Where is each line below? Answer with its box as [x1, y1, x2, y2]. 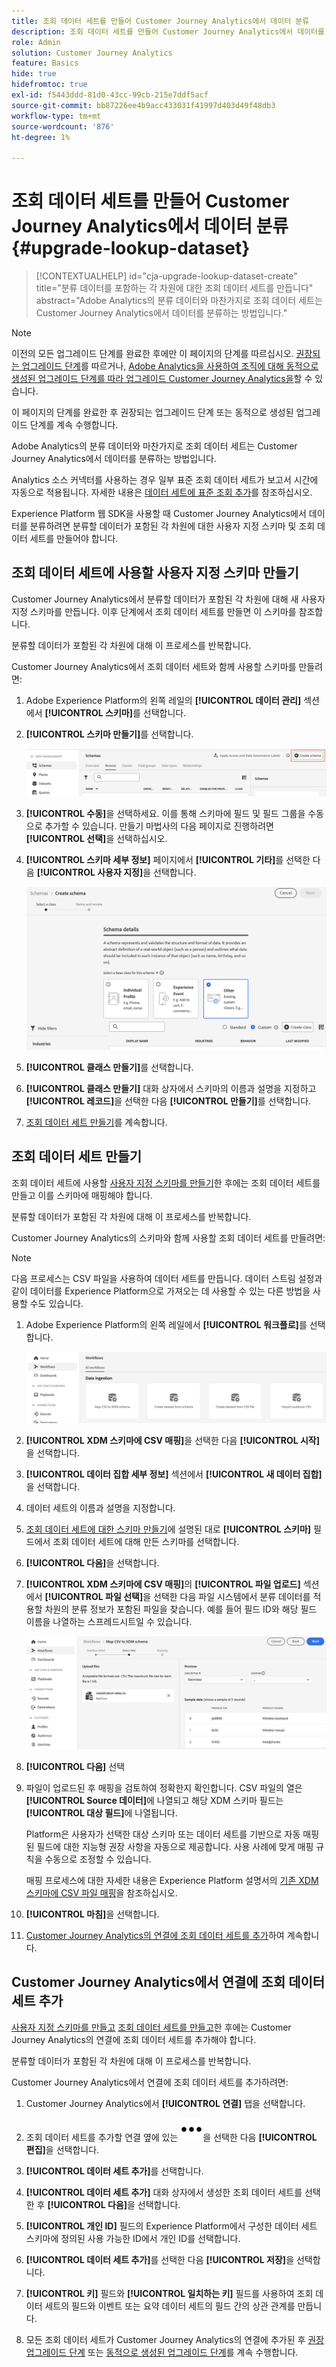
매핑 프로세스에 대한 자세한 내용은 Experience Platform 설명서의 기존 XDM [25, 1874, 319, 1886]
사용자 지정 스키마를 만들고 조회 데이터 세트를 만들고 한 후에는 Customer [11, 2021, 292, 2033]
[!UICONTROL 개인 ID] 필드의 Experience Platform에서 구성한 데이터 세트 [25, 2220, 318, 2232]
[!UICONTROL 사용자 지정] [36, 866, 144, 878]
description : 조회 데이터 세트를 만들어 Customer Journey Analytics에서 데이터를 [11, 26, 325, 37]
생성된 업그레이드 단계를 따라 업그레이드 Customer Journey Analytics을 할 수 [11, 373, 313, 385]
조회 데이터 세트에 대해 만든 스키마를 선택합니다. [52, 1536, 240, 1548]
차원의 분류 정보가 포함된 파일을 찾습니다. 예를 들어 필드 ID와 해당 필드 [44, 1603, 318, 1615]
